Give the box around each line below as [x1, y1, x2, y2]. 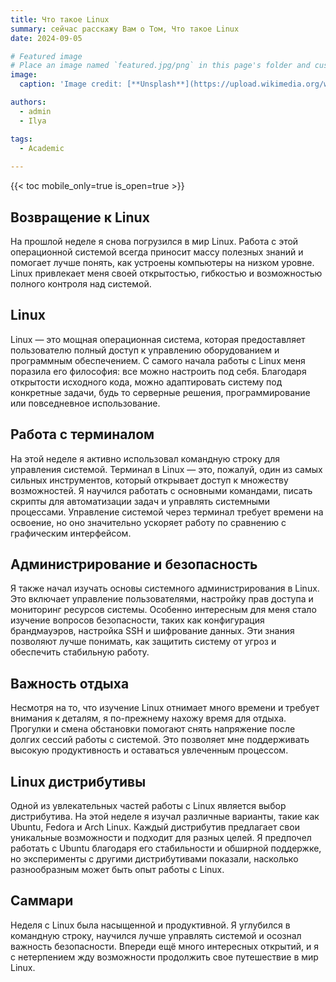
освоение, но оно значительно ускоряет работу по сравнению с [10, 516, 287, 528]
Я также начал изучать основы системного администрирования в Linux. [10, 582, 320, 595]
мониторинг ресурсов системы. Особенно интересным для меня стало [10, 604, 317, 616]
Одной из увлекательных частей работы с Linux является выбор [10, 800, 287, 811]
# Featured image [10, 51, 83, 61]
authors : [10, 97, 47, 107]
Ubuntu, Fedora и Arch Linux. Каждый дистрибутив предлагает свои [10, 821, 300, 833]
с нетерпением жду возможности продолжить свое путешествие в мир [10, 951, 319, 963]
